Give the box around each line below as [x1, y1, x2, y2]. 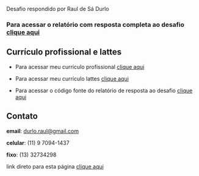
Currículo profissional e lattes [6, 47, 122, 57]
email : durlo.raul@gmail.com [6, 127, 79, 134]
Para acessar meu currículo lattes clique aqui [15, 75, 129, 82]
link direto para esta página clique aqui [6, 163, 104, 170]
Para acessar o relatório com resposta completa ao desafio [6, 20, 185, 29]
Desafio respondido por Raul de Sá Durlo [6, 5, 109, 12]
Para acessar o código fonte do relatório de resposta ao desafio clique [15, 87, 193, 94]
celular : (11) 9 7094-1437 [6, 139, 70, 146]
